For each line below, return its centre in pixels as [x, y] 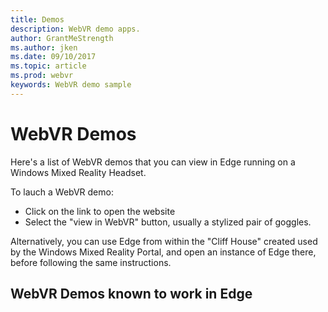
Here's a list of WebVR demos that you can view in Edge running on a [153, 162]
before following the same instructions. [91, 262]
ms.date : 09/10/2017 [53, 57]
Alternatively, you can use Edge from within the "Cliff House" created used [164, 241]
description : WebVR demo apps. [75, 29]
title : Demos [37, 19]
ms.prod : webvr [42, 76]
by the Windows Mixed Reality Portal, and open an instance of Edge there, [163, 252]
